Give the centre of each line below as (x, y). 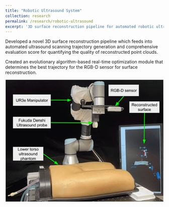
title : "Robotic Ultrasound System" (44, 11)
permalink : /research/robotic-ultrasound (49, 21)
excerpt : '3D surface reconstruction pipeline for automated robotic (80, 27)
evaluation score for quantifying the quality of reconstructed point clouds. (82, 52)
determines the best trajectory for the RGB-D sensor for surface (71, 67)
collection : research (28, 16)
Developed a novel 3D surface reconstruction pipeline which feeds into (79, 41)
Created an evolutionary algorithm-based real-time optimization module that (84, 62)
